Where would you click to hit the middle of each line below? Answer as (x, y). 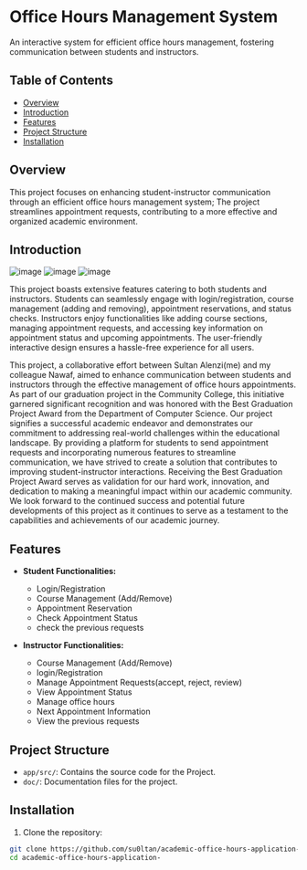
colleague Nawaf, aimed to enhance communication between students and (150, 375)
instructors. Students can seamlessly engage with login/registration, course (152, 299)
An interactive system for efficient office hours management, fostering (142, 42)
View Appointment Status (84, 692)
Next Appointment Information (93, 712)
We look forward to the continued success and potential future (127, 501)
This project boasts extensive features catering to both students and (138, 289)
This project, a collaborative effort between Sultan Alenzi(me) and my (140, 365)
